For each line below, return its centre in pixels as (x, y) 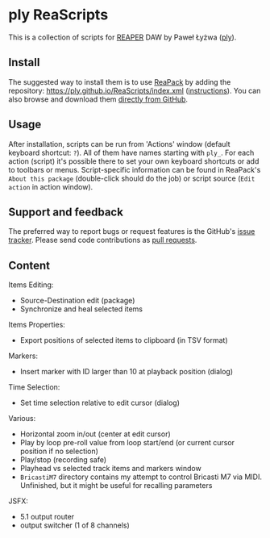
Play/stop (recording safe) (63, 460)
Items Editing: (31, 285)
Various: (22, 419)
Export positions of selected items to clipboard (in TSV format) (124, 340)
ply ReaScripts (58, 15)
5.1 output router (47, 517)
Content (29, 265)
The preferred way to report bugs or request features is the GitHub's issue (132, 231)
